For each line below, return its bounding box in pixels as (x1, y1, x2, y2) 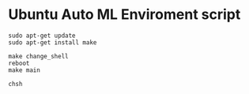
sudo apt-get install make (8, 38, 97, 47)
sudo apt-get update (8, 32, 77, 39)
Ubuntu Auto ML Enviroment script (8, 6, 241, 24)
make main (8, 66, 41, 74)
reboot (8, 59, 30, 67)
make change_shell (8, 52, 69, 60)
